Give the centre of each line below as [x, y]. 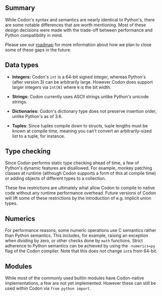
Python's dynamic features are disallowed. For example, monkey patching [79, 168]
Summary [20, 8]
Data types [22, 65]
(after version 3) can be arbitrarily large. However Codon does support [82, 82]
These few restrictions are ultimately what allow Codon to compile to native [80, 188]
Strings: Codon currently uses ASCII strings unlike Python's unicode [80, 96]
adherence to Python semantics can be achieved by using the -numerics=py [80, 246]
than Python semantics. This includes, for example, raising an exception [77, 236]
